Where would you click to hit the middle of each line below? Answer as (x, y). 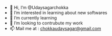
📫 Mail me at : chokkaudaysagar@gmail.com (55, 28)
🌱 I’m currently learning (33, 18)
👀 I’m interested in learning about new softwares (58, 13)
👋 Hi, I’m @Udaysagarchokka (39, 8)
